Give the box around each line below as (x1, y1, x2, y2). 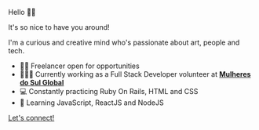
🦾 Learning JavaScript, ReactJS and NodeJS (19, 98, 164, 107)
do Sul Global (19, 78, 64, 87)
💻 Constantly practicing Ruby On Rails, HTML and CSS (19, 87, 199, 96)
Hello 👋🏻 (8, 8, 37, 16)
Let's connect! (8, 114, 55, 122)
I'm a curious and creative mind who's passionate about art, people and (8, 38, 240, 47)
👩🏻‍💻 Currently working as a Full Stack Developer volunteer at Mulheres (19, 70, 251, 78)
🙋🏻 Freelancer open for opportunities (19, 61, 140, 70)
